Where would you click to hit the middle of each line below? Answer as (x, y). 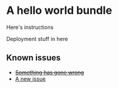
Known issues (34, 58)
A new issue (30, 78)
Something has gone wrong (50, 72)
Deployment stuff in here (37, 39)
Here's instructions (30, 27)
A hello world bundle (59, 11)
